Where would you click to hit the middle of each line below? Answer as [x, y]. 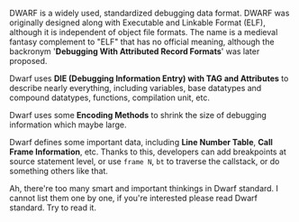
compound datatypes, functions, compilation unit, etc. [109, 97]
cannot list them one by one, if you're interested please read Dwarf [134, 198]
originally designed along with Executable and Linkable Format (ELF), [137, 23]
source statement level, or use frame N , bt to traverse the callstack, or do [145, 161]
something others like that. [59, 171]
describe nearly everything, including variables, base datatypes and [136, 88]
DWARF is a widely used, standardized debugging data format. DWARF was [149, 13]
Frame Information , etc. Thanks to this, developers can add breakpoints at [148, 152]
